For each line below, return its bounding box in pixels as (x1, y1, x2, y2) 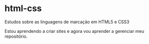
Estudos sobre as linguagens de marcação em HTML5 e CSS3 (4, 19, 130, 25)
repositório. (4, 33, 28, 39)
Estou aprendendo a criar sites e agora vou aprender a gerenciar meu (4, 28, 145, 34)
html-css (4, 3, 42, 14)
